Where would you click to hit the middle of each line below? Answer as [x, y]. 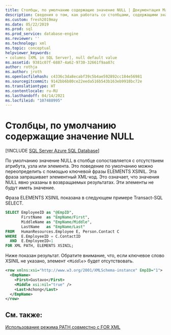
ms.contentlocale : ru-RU [32, 91]
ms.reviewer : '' [22, 39]
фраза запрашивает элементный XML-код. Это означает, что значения [82, 177]
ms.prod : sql [19, 29]
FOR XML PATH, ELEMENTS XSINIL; [39, 246]
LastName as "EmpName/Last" [53, 227]
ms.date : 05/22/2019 [27, 24]
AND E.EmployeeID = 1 [32, 241]
